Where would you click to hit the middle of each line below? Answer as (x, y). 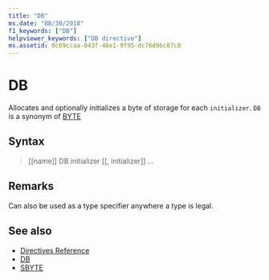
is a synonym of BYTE (45, 117)
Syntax (26, 142)
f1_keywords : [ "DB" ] (43, 31)
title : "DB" (28, 16)
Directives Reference (55, 250)
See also (30, 231)
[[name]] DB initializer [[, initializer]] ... (91, 161)
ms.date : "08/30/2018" (46, 23)
